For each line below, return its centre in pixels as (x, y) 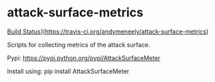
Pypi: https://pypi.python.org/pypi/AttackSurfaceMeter (84, 58)
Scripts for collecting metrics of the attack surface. (78, 44)
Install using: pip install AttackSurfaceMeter (68, 71)
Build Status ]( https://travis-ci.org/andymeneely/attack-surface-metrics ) (108, 31)
